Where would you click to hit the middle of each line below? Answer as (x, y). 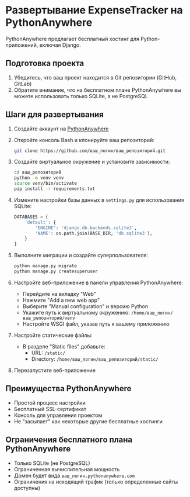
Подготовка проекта (45, 63)
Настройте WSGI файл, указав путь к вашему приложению (96, 324)
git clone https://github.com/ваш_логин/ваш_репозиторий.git (90, 151)
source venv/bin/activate (45, 184)
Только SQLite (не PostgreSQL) (52, 463)
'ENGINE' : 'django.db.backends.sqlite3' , (86, 228)
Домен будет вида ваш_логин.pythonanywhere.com (74, 475)
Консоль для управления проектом (58, 415)
